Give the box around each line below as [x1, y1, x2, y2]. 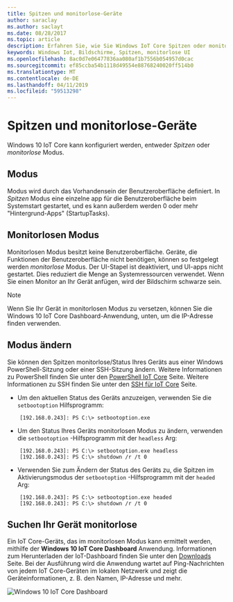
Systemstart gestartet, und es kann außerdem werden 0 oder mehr [7, 201, 199, 209]
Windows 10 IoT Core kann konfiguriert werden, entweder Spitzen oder [7, 141, 210, 150]
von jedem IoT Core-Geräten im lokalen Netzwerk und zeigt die [7, 567, 188, 575]
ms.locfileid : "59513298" [7, 88, 82, 95]
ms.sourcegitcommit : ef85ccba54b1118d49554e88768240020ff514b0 [7, 62, 194, 69]
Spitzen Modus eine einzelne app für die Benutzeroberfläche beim [7, 194, 197, 203]
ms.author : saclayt [7, 23, 64, 30]
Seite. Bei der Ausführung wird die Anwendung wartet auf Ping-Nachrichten [7, 560, 225, 568]
